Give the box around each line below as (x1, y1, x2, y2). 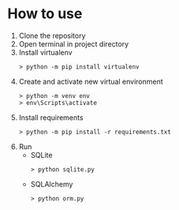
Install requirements (18, 112, 84, 122)
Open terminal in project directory (18, 39, 129, 48)
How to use (7, 5, 83, 23)
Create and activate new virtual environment (18, 77, 163, 86)
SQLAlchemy (30, 179, 73, 189)
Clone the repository (18, 31, 86, 40)
